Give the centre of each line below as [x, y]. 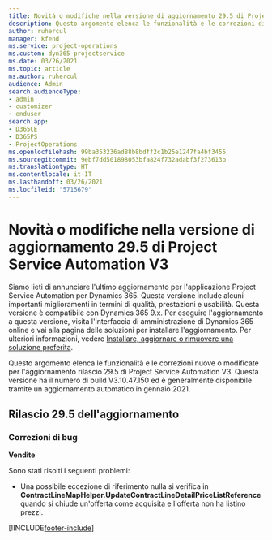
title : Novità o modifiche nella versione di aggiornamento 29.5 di [126, 16]
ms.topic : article [39, 69]
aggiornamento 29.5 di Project [113, 246]
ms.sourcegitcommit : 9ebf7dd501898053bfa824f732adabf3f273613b [117, 159]
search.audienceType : [45, 91]
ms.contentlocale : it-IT [50, 175]
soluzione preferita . [41, 347]
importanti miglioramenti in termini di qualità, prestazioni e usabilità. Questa [134, 304]
